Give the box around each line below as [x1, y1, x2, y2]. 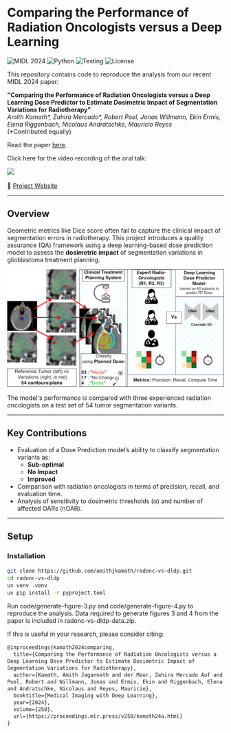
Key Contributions [7, 427, 87, 439]
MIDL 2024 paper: [7, 77, 59, 85]
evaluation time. [16, 489, 63, 498]
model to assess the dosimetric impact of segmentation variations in [7, 248, 203, 256]
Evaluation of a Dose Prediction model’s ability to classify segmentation [16, 445, 220, 454]
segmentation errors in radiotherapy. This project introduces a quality [7, 233, 204, 242]
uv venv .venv [7, 582, 48, 589]
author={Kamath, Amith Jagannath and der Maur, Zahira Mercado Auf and [13, 671, 223, 679]
